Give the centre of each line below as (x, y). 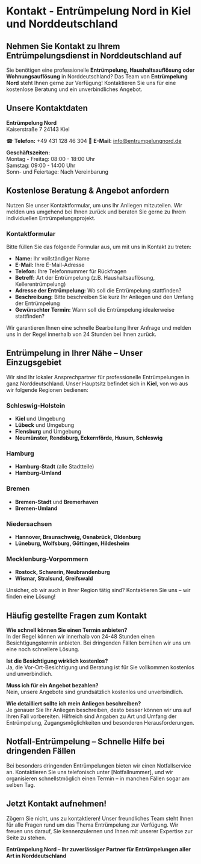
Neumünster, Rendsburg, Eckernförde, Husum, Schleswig (89, 438)
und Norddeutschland (62, 24)
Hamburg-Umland (38, 473)
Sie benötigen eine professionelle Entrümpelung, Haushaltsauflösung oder (100, 70)
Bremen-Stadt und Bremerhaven (57, 502)
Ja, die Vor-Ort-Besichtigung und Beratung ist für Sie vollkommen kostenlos (100, 667)
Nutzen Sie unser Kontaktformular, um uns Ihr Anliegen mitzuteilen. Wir (94, 205)
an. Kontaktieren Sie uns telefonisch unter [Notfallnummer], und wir (90, 772)
